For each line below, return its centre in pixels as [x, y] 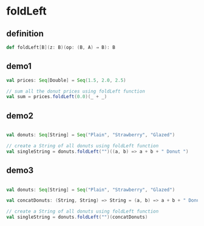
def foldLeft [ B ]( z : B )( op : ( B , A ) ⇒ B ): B [61, 47]
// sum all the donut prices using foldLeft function [76, 91]
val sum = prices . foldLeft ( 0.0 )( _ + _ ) [57, 97]
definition [25, 34]
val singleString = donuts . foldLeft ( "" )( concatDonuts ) [77, 217]
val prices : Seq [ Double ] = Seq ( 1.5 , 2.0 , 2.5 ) [66, 80]
